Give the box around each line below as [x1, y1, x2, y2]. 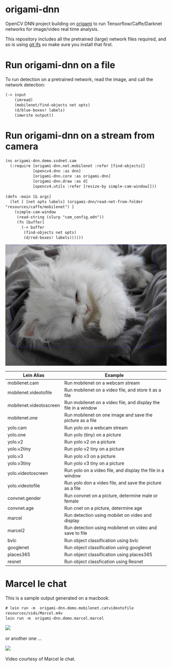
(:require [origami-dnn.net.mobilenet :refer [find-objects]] [10, 163, 145, 169]
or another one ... [5, 635, 42, 641]
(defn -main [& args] [5, 194, 52, 199]
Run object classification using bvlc [64, 537, 139, 544]
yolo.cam [7, 424, 27, 431]
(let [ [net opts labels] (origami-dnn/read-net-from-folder [10, 199, 143, 204]
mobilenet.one [7, 414, 38, 421]
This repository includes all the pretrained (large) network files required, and [5, 36, 166, 42]
